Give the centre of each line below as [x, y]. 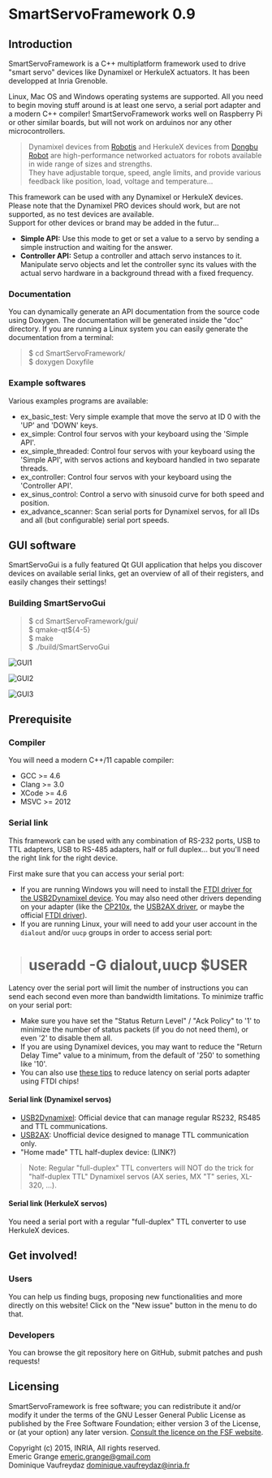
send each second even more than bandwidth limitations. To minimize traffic [136, 996]
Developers [32, 1334]
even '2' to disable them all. [66, 1038]
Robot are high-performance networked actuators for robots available [145, 155]
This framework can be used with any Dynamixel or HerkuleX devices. [126, 197]
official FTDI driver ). [54, 915]
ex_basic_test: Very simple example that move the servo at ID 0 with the [140, 416]
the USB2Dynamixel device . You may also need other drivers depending [141, 898]
